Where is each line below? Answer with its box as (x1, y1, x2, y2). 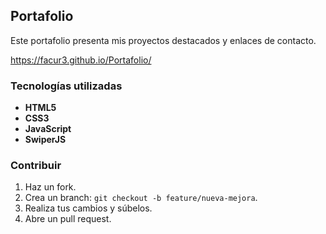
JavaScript (24, 123, 72, 135)
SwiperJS (24, 134, 67, 146)
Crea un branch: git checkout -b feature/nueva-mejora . (24, 192, 258, 204)
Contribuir (10, 159, 62, 173)
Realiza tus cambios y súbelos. (24, 202, 153, 214)
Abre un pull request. (24, 213, 112, 225)
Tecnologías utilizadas (10, 79, 123, 93)
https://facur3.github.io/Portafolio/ (10, 54, 152, 66)
